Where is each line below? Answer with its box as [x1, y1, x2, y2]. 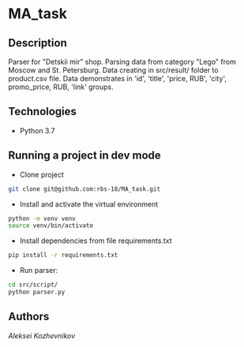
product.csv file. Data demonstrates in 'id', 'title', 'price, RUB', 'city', [8, 74, 227, 83]
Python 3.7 [19, 125, 55, 135]
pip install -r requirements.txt [8, 252, 118, 259]
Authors [8, 310, 50, 323]
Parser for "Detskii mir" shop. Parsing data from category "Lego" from [8, 57, 237, 66]
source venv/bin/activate [8, 222, 93, 229]
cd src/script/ [8, 281, 58, 289]
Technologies [8, 105, 77, 118]
